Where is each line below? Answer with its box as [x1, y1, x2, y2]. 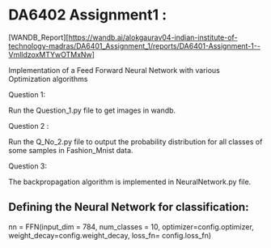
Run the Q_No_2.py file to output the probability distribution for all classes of [8, 136, 263, 147]
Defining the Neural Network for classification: [8, 200, 249, 214]
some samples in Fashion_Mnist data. [8, 145, 133, 155]
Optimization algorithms [8, 74, 88, 83]
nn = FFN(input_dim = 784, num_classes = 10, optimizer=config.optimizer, [8, 221, 255, 232]
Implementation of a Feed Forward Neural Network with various [8, 65, 220, 75]
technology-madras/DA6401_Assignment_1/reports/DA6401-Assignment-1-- [8, 41, 261, 50]
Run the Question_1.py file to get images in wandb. [8, 105, 176, 115]
